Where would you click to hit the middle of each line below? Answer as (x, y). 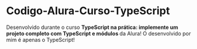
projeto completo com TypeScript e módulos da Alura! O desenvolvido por (99, 33)
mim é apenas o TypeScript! (41, 40)
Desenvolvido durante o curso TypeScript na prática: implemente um (92, 27)
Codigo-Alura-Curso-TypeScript (88, 11)
